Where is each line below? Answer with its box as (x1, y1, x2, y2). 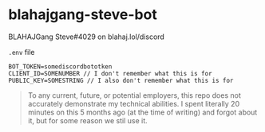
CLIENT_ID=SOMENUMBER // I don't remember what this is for (8, 69, 213, 77)
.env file (8, 47, 35, 56)
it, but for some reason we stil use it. (27, 115, 148, 125)
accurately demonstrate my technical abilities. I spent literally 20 (27, 99, 240, 108)
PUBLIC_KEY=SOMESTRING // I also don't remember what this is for (8, 76, 234, 84)
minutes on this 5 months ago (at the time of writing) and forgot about (27, 107, 258, 117)
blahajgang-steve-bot (8, 6, 157, 24)
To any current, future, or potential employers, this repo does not (27, 90, 241, 100)
